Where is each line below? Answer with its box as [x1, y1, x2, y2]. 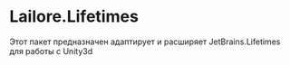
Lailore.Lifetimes [9, 6, 139, 27]
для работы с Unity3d [9, 45, 93, 56]
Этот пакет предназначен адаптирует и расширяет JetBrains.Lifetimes [9, 36, 281, 47]
